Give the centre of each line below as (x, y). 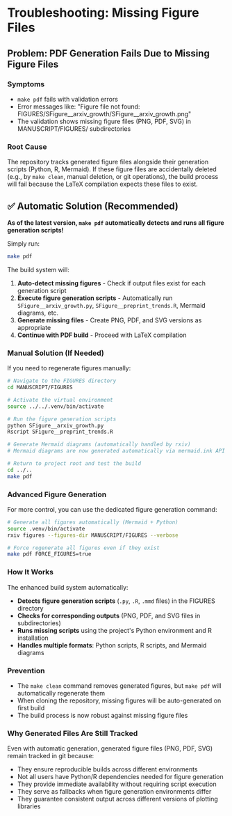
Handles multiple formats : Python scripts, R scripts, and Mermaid (112, 645)
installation (33, 638)
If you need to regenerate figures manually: (69, 368)
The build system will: (38, 269)
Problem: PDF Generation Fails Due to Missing (108, 53)
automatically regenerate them (61, 693)
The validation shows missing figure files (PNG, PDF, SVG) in (104, 121)
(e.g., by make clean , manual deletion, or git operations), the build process (113, 177)
